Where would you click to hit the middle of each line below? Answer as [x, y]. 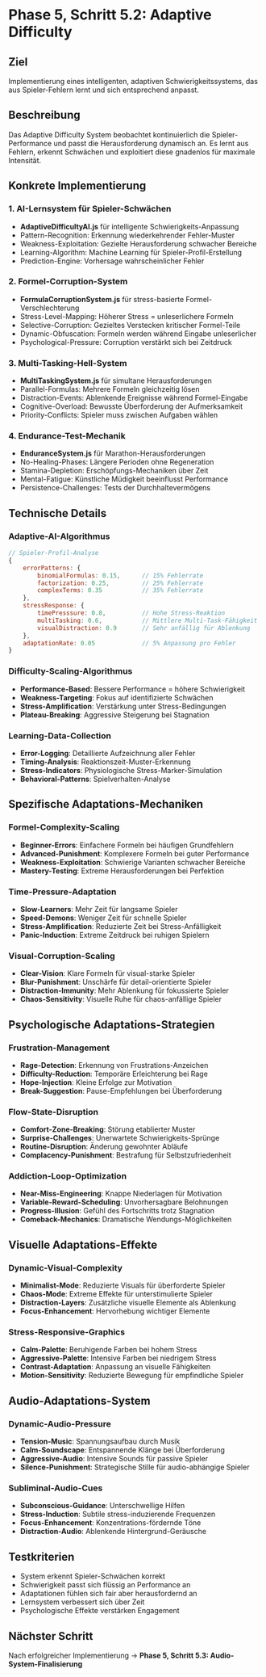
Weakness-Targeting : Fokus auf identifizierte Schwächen [116, 697]
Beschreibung [44, 115]
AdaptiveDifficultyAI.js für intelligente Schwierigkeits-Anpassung [129, 226]
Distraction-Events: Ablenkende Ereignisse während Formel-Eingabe [134, 398]
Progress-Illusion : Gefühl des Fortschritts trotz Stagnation [117, 1211]
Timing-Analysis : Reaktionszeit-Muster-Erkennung [105, 762]
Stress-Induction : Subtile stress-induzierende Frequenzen [118, 1514]
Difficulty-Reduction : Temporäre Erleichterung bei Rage [114, 1074]
